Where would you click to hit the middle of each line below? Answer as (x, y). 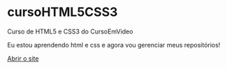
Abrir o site (23, 58)
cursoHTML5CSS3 (63, 12)
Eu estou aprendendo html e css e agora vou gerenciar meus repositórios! (114, 45)
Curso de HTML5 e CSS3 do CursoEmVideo (70, 31)
